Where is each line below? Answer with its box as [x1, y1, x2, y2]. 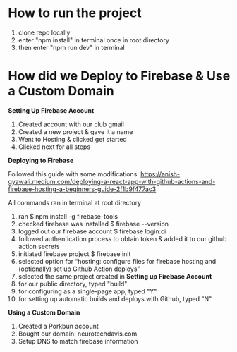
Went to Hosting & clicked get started [18, 135, 128, 143]
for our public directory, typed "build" [18, 279, 128, 288]
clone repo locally [18, 28, 71, 37]
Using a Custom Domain [8, 308, 80, 317]
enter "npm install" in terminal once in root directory [18, 35, 170, 44]
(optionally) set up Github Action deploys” [18, 265, 140, 273]
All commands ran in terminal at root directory [8, 198, 142, 207]
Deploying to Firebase [8, 156, 74, 164]
